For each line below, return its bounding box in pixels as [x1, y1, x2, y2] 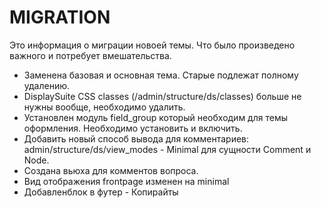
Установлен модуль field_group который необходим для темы [23, 111, 288, 123]
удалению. [23, 79, 71, 91]
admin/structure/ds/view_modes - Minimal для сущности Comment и [23, 143, 312, 155]
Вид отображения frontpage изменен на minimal [23, 175, 230, 187]
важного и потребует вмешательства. [9, 49, 172, 61]
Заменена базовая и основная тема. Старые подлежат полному [23, 69, 299, 81]
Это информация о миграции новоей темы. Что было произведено [9, 39, 296, 51]
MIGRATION [9, 6, 111, 29]
